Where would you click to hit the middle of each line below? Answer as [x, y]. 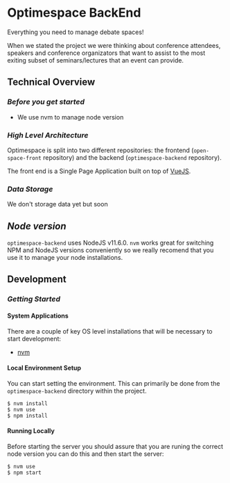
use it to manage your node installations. [65, 258]
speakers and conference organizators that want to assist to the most [106, 53]
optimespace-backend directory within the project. [77, 391]
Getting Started [34, 299]
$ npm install [28, 416]
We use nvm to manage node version [70, 117]
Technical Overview [51, 82]
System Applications [38, 316]
